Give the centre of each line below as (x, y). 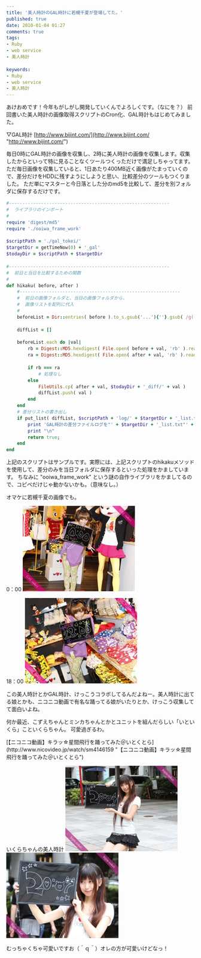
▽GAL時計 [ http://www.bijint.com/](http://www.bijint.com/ (78, 135)
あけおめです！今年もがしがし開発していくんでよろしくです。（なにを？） (96, 107)
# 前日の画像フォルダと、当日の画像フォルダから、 (72, 298)
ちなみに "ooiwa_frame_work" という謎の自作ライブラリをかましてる (102, 477)
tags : (13, 38)
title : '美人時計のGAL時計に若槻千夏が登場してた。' (65, 13)
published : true (26, 19)
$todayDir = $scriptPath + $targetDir (54, 254)
